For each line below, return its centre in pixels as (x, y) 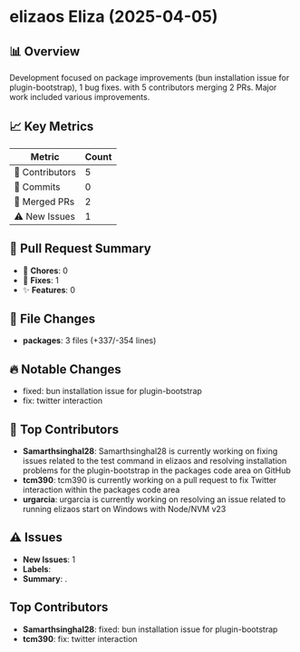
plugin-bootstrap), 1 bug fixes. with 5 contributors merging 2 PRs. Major (143, 87)
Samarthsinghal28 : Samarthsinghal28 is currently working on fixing (150, 451)
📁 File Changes (53, 319)
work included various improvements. (80, 97)
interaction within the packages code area (101, 490)
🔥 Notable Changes (66, 369)
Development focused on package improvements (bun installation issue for (150, 78)
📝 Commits (37, 186)
